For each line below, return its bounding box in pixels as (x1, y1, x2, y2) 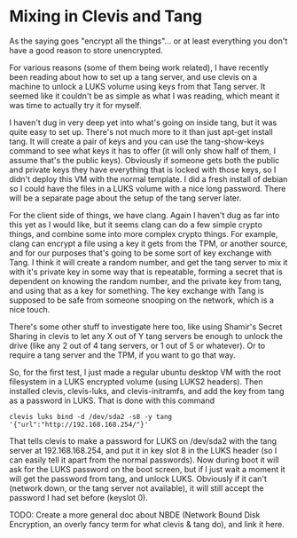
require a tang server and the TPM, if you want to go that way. (9, 349, 237, 360)
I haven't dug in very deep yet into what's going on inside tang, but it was (9, 117, 277, 128)
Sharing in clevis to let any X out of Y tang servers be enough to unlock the (9, 330, 284, 341)
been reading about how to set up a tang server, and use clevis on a (9, 71, 258, 82)
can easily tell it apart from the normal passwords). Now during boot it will (9, 455, 279, 465)
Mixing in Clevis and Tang (9, 6, 203, 27)
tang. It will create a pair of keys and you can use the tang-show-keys (9, 136, 264, 146)
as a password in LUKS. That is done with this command (9, 395, 215, 406)
